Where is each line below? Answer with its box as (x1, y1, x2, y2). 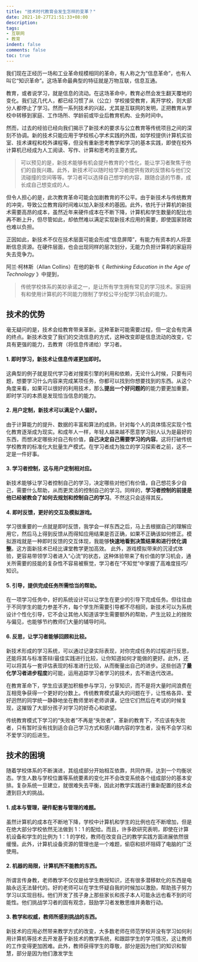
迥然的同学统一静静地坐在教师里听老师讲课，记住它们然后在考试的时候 (11, 697, 181, 704)
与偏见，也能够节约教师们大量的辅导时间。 (6, 618, 110, 625)
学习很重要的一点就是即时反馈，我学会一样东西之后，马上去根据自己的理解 (6, 523, 187, 530)
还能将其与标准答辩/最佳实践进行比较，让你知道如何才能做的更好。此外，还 (6, 654, 189, 662)
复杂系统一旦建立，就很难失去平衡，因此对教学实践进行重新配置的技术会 (16, 782, 192, 789)
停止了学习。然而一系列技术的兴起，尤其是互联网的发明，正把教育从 (21, 104, 187, 111)
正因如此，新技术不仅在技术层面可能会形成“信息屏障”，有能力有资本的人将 (6, 236, 187, 243)
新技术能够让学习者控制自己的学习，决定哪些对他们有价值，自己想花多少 (6, 479, 181, 486)
